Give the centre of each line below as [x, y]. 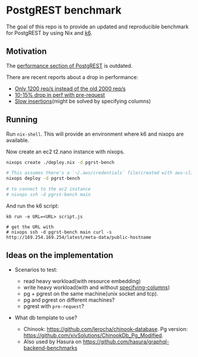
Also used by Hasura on [52, 341]
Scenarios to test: [36, 270]
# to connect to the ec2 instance [49, 189]
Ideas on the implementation [60, 255]
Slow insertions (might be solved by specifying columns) [83, 101]
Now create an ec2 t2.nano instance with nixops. [65, 152]
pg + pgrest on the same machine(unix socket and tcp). [91, 293]
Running [22, 119]
